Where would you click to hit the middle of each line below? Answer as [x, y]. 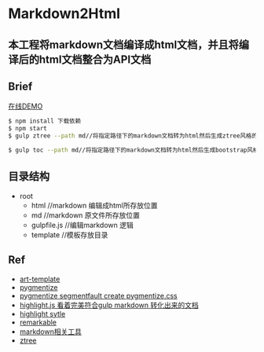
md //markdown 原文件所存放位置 [85, 215]
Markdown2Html [64, 14]
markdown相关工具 [51, 332]
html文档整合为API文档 [95, 59]
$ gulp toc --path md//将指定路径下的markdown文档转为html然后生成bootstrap [128, 150]
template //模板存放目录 [70, 235]
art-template [40, 279]
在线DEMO [26, 106]
